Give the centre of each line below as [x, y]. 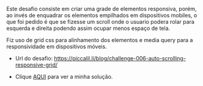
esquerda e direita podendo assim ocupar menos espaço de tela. [88, 28]
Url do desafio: [34, 58]
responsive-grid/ [36, 65]
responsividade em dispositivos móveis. [57, 46]
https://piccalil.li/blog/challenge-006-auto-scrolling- [120, 58]
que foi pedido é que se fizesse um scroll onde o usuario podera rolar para [100, 22]
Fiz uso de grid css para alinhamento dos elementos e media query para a [100, 40]
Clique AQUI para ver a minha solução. [64, 77]
